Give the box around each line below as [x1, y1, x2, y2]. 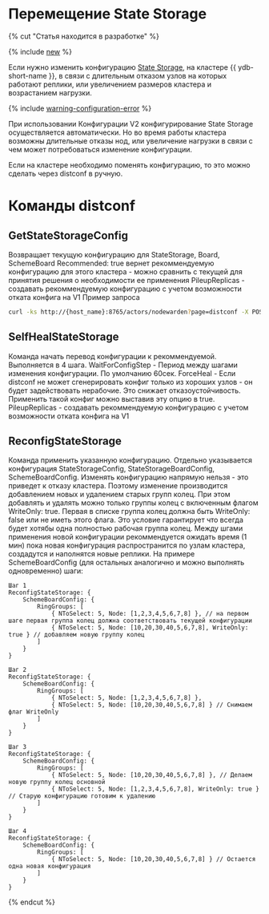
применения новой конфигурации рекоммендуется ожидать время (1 [8, 532, 247, 542]
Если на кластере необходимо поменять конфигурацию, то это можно [8, 160, 251, 169]
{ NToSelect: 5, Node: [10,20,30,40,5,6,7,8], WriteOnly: [50, 624, 249, 632]
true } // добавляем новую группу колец [8, 631, 146, 639]
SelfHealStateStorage [8, 330, 119, 344]
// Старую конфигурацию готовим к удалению [8, 792, 156, 800]
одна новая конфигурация [8, 863, 91, 871]
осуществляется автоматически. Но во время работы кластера [8, 127, 227, 137]
